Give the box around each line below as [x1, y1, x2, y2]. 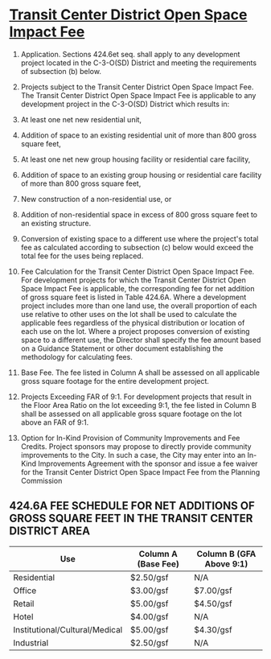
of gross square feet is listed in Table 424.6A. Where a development [20, 292, 247, 302]
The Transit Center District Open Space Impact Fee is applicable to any [20, 90, 257, 100]
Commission [20, 476, 63, 485]
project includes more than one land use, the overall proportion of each [20, 300, 257, 311]
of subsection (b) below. [20, 66, 101, 76]
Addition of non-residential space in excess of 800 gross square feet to [20, 209, 258, 219]
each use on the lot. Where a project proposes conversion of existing [20, 326, 250, 336]
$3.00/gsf [130, 585, 169, 596]
